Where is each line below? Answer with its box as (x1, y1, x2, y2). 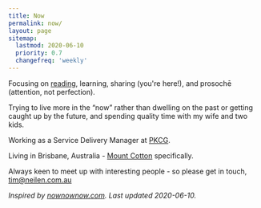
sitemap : (8, 34, 38, 43)
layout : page (8, 27, 52, 35)
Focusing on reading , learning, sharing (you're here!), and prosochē (8, 78, 232, 88)
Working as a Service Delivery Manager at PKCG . (8, 135, 171, 145)
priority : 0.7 (15, 49, 62, 57)
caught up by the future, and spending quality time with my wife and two (8, 111, 248, 120)
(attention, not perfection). (8, 87, 96, 96)
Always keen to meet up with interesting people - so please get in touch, (8, 166, 247, 176)
